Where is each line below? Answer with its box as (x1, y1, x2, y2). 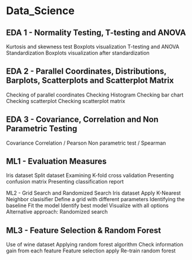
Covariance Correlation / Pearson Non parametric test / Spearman (6, 139, 166, 146)
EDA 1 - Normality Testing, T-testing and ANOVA (6, 28, 186, 38)
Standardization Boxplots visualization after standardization (6, 49, 150, 56)
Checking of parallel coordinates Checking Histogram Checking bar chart (6, 91, 184, 98)
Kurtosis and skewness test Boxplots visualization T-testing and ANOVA (6, 43, 180, 50)
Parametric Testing (6, 124, 78, 134)
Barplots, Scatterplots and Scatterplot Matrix (6, 75, 174, 86)
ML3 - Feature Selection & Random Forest (6, 225, 161, 235)
